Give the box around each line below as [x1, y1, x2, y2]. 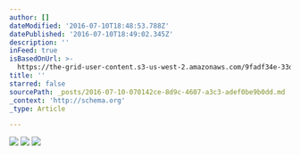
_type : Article [9, 104, 66, 113]
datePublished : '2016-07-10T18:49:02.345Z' [9, 29, 174, 38]
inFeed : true [9, 46, 58, 55]
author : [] [9, 12, 50, 22]
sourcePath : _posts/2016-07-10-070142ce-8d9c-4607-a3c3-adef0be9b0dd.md [9, 87, 286, 96]
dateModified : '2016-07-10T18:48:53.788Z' [9, 21, 170, 30]
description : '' [9, 37, 70, 47]
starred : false [9, 79, 66, 88]
